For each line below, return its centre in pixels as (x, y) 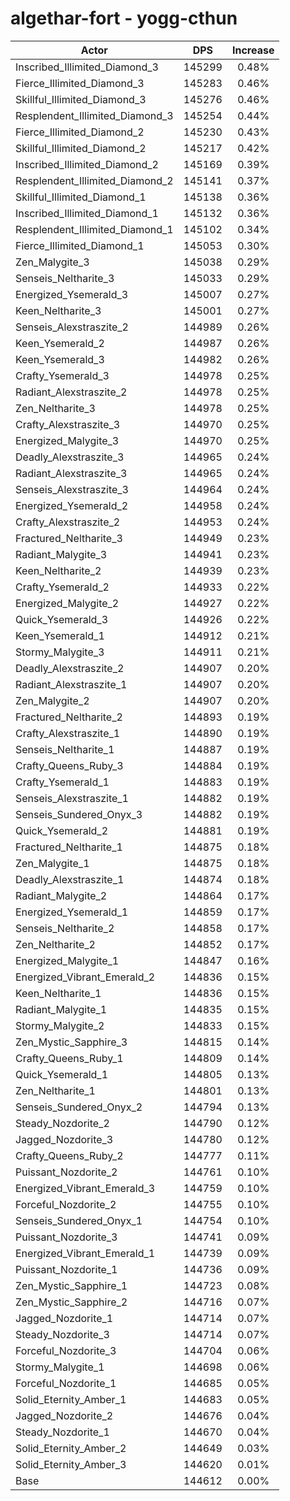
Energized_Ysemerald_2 (72, 505)
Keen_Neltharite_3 (58, 310)
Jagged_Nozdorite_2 (64, 1415)
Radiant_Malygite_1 (61, 1009)
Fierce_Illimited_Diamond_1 (80, 245)
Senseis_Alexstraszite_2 (72, 327)
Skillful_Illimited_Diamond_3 (81, 99)
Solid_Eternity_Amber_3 (71, 1464)
